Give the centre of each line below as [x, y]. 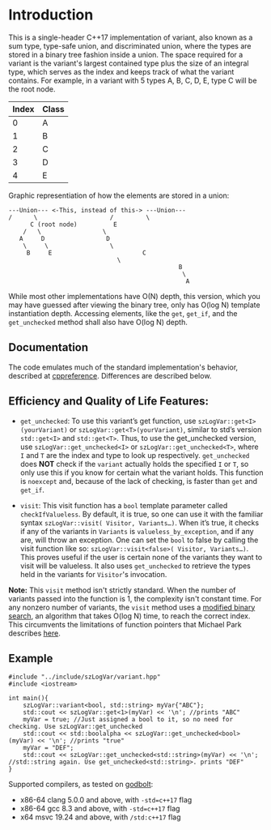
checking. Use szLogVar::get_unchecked [76, 727]
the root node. [32, 89]
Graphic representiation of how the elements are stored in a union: [119, 195]
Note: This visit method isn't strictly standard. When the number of [122, 590]
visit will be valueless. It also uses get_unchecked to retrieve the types [135, 566]
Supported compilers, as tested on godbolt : [81, 785]
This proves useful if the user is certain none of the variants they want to [141, 557]
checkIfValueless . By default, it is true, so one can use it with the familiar [142, 514]
